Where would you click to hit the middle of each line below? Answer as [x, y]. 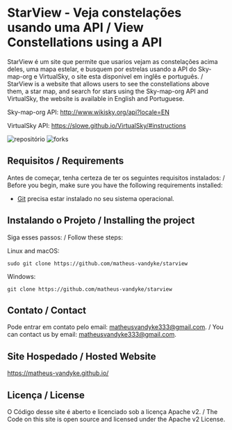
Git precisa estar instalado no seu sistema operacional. [96, 198]
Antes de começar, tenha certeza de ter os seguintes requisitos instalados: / [116, 177]
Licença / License [46, 395]
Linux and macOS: [33, 250]
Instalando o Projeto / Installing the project [101, 221]
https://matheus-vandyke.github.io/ [58, 373]
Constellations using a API [85, 42]
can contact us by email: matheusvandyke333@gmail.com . [92, 335]
